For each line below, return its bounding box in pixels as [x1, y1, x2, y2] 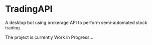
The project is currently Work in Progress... [5, 34, 94, 40]
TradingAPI [5, 3, 53, 15]
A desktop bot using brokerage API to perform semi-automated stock [5, 20, 148, 25]
